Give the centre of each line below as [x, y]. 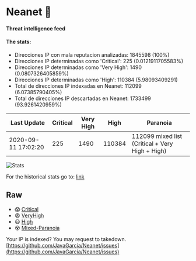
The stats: [19, 42]
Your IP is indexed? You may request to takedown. [66, 239]
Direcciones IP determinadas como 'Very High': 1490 [78, 67]
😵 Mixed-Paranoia [37, 228]
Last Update [28, 122]
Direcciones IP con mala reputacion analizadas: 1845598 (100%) [92, 54]
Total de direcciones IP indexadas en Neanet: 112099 [78, 86]
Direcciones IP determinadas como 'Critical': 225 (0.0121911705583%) [99, 61]
